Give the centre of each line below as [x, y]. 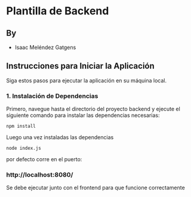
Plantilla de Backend [58, 11]
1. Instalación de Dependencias [52, 96]
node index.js [24, 148]
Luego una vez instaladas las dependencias [60, 137]
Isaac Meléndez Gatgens [45, 47]
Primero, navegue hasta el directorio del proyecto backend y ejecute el [93, 109]
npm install [21, 127]
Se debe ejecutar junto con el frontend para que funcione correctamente [95, 188]
